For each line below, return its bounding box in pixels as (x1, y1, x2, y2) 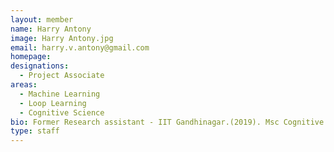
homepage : (10, 52, 52, 62)
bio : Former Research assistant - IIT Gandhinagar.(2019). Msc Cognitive (10, 117, 325, 127)
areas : (10, 80, 38, 90)
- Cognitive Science (19, 107, 105, 118)
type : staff (10, 126, 60, 136)
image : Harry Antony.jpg (10, 33, 114, 43)
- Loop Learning (19, 98, 87, 108)
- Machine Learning (19, 89, 101, 99)
